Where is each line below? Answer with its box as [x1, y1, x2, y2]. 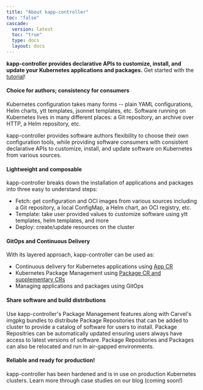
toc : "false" [6, 15, 40, 21]
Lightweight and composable [6, 165, 83, 173]
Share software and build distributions [6, 296, 106, 304]
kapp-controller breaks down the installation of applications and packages [6, 179, 194, 187]
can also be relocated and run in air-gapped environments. [6, 342, 155, 350]
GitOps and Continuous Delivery [6, 237, 90, 245]
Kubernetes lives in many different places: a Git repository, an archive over [6, 114, 194, 121]
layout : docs [12, 43, 45, 50]
